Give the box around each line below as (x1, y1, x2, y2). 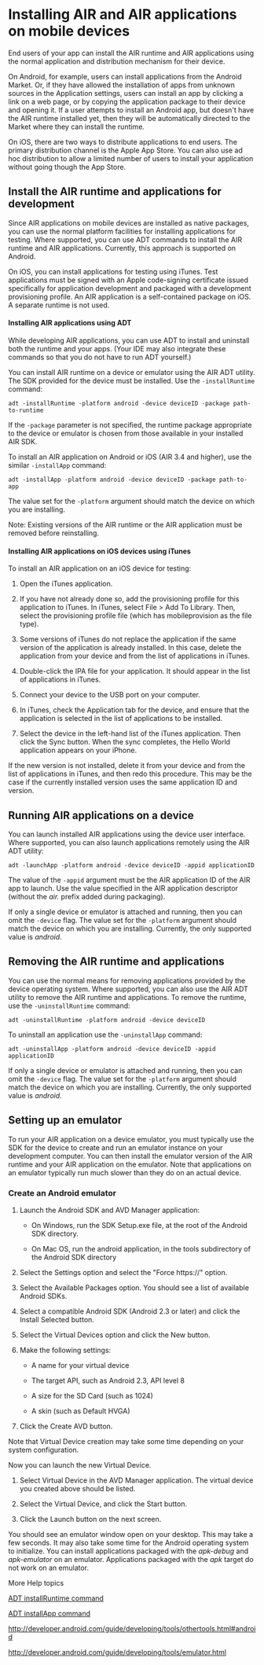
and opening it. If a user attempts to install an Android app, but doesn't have (8, 105, 255, 115)
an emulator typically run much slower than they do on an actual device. (8, 1167, 242, 1177)
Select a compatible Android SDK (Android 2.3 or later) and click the (19, 1307, 240, 1316)
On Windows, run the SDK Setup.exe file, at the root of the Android (31, 1220, 247, 1229)
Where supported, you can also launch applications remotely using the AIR (8, 837, 250, 847)
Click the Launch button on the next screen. (19, 1514, 162, 1523)
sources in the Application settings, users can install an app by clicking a (8, 88, 244, 97)
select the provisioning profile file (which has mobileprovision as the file (19, 611, 252, 620)
